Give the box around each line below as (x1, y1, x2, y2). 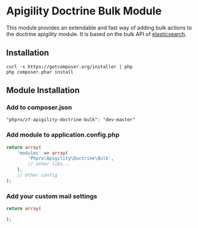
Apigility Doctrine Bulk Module (6, 4, 162, 18)
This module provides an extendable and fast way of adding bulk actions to (6, 24, 192, 31)
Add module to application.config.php (6, 131, 120, 139)
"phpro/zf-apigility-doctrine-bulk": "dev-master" (6, 117, 136, 123)
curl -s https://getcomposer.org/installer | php (6, 64, 133, 70)
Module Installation (6, 85, 80, 95)
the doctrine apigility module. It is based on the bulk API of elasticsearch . (6, 30, 187, 37)
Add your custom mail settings (6, 192, 98, 200)
